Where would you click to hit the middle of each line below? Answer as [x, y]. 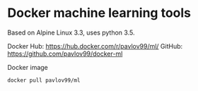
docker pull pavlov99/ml [44, 80]
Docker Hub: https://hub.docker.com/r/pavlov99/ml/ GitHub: [95, 46]
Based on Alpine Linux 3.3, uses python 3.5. [71, 32]
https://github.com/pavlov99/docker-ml [65, 54]
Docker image [28, 67]
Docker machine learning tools [99, 13]
